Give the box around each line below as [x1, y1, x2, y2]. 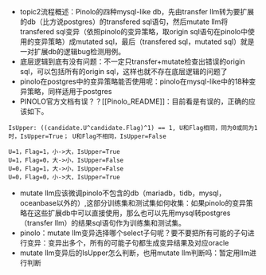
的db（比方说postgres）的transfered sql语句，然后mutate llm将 [19, 17, 229, 26]
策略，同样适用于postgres [26, 87, 112, 96]
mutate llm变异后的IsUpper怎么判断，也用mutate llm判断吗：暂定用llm [19, 248, 250, 257]
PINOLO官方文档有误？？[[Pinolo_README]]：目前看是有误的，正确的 [19, 96, 249, 106]
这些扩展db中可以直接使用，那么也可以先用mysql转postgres [33, 208, 231, 218]
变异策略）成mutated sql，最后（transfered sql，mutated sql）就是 [33, 37, 255, 46]
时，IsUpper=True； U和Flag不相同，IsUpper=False [8, 132, 167, 140]
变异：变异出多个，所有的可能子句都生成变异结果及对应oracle [26, 238, 229, 247]
